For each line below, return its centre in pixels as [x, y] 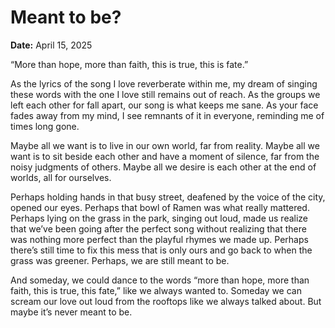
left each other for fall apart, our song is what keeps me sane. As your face [164, 105]
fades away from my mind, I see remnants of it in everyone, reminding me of [167, 115]
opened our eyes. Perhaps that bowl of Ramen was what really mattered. [160, 207]
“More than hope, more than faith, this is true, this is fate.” [129, 64]
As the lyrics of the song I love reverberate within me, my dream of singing [164, 83]
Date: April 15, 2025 [51, 45]
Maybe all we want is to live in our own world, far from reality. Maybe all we [165, 145]
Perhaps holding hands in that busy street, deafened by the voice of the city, [168, 197]
